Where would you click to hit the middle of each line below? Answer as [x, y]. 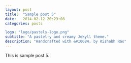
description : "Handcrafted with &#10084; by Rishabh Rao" [66, 42]
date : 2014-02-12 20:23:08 [35, 19]
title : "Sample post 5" [31, 14]
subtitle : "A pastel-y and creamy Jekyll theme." [57, 37]
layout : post [18, 10]
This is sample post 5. [27, 55]
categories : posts [24, 23]
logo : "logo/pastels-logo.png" [37, 32]
